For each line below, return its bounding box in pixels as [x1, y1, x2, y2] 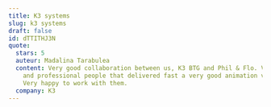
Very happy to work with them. [23, 79, 128, 87]
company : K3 [15, 86, 56, 95]
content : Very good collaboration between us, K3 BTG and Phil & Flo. [15, 64, 258, 72]
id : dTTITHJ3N [8, 34, 56, 43]
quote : [8, 42, 31, 50]
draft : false [8, 27, 52, 35]
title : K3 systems [8, 11, 70, 20]
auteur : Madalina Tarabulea [15, 57, 110, 65]
